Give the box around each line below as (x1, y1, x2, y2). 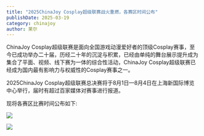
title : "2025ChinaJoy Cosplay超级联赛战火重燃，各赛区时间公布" (6, 9, 158, 15)
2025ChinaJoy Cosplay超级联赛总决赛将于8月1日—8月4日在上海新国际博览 (6, 79, 195, 87)
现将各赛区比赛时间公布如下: (6, 100, 78, 107)
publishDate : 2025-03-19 (6, 15, 69, 21)
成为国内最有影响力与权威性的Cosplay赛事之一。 (11, 66, 134, 74)
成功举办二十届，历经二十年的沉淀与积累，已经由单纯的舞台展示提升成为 (16, 51, 199, 59)
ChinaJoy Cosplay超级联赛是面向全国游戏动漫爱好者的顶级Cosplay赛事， (6, 43, 190, 51)
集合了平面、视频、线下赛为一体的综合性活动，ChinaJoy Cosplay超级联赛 (6, 59, 191, 66)
